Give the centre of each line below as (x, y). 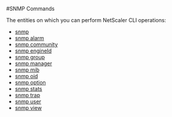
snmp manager (33, 63)
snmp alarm (30, 38)
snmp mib (27, 70)
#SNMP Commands (30, 9)
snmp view (28, 108)
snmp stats (28, 89)
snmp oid (26, 76)
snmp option (30, 82)
